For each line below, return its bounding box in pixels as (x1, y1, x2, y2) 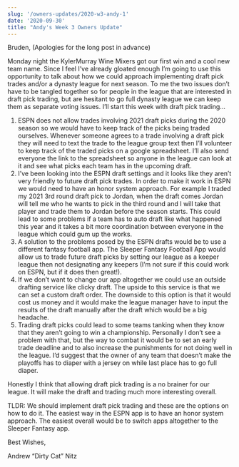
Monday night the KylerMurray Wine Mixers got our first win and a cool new (7, 57, 230, 66)
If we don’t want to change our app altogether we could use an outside (17, 275, 226, 284)
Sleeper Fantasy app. (7, 424, 70, 433)
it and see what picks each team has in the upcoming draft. (17, 162, 193, 170)
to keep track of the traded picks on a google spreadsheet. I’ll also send (17, 147, 230, 155)
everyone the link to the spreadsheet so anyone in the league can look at (17, 154, 232, 163)
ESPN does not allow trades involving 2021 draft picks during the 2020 (17, 116, 226, 125)
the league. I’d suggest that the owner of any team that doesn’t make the (17, 351, 232, 360)
